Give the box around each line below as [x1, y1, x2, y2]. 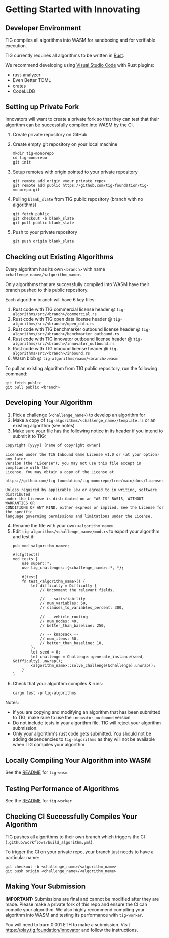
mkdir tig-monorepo [12, 151, 54, 156]
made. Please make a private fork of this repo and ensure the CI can [5, 901, 148, 907]
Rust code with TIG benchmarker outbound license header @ [12, 325, 141, 332]
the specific [5, 510, 33, 515]
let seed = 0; [31, 649, 61, 655]
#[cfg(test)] [12, 552, 40, 557]
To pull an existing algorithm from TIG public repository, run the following [5, 365, 158, 371]
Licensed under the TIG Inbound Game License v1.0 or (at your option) [5, 452, 159, 457]
